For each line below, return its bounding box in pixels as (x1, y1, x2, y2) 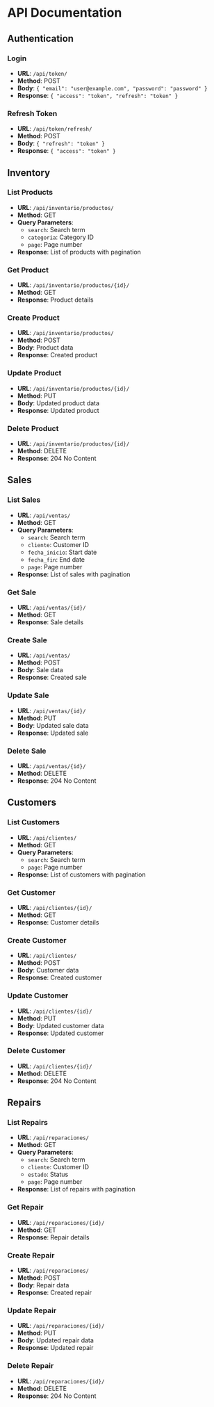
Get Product (7, 265, 49, 275)
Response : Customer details (17, 918, 99, 926)
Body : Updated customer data (17, 1021, 104, 1030)
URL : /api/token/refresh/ (17, 124, 92, 133)
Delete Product (7, 423, 59, 433)
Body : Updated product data (17, 398, 99, 407)
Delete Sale (7, 746, 47, 756)
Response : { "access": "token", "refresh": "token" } (17, 91, 179, 99)
